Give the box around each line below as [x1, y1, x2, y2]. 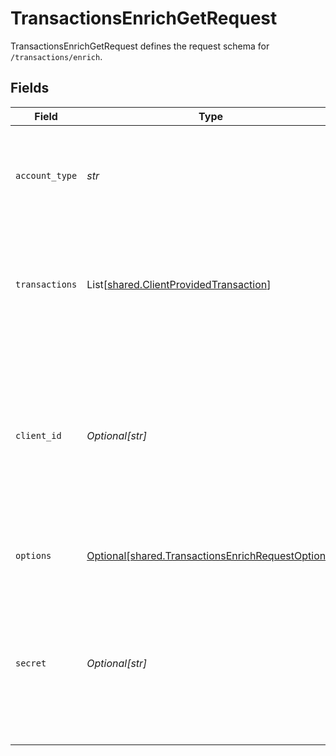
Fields [10, 80, 50, 97]
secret [15, 657, 47, 669]
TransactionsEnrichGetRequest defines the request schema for [10, 40, 270, 52]
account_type [15, 170, 78, 181]
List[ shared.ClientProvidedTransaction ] [86, 277, 272, 291]
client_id [15, 430, 62, 441]
